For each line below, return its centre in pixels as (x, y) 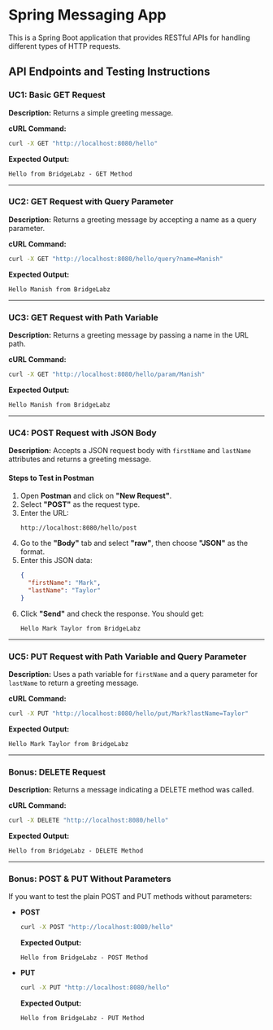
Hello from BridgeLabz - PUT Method (82, 1019)
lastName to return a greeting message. (74, 683)
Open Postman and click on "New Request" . (96, 496)
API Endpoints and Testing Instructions (109, 72)
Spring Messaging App (87, 15)
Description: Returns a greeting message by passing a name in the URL (129, 334)
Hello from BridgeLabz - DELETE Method (76, 851)
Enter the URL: (44, 513)
